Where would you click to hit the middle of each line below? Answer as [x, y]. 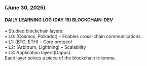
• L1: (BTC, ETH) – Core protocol [38, 42]
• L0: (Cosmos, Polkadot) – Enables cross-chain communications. [73, 37]
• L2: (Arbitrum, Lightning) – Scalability [45, 47]
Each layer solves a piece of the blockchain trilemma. [60, 58]
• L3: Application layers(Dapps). [38, 53]
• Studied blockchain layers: [34, 31]
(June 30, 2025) [25, 8]
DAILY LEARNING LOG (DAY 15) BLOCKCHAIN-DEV [59, 20]
